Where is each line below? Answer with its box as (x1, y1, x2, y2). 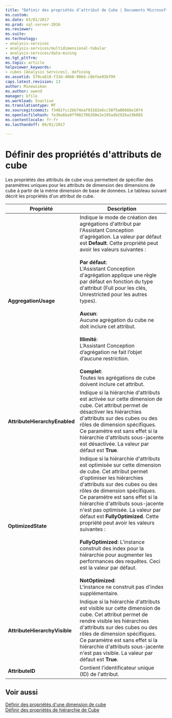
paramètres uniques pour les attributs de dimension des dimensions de (5, 182, 156, 188)
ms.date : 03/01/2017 (5, 17, 50, 22)
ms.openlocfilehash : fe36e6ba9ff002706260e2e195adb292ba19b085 (5, 112, 143, 118)
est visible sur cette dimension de (79, 604, 161, 611)
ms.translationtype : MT (5, 103, 56, 108)
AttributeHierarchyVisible (8, 627, 72, 634)
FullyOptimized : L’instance (79, 538, 145, 546)
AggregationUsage (8, 297, 55, 304)
